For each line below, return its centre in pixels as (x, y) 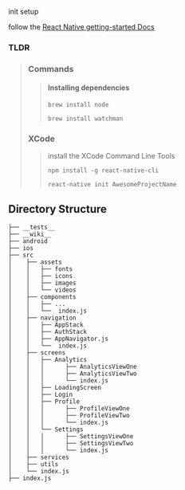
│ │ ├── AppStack (46, 325)
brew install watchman (85, 119)
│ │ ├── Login (41, 395)
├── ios (21, 249)
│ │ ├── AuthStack (48, 332)
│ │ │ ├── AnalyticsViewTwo (73, 374)
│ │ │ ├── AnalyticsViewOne (73, 367)
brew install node (78, 105)
